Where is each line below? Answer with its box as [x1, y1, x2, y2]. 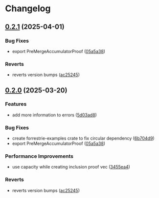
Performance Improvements [5, 153, 74, 160]
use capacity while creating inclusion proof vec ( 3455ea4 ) [12, 164, 131, 170]
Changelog [5, 3, 51, 14]
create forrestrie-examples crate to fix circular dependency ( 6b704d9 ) [12, 136, 155, 141]
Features [5, 101, 27, 108]
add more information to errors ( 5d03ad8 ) [12, 112, 97, 118]
